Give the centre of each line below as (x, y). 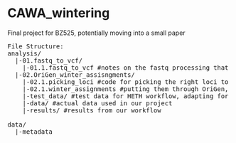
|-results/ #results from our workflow (92, 110)
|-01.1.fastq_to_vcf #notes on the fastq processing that (125, 68)
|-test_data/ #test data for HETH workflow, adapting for (125, 96)
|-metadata (34, 132)
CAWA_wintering (59, 13)
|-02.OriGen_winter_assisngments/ (75, 75)
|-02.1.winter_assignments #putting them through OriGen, (125, 89)
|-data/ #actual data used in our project (97, 103)
